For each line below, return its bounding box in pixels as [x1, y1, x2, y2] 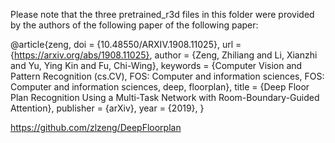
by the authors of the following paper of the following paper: [10, 19, 259, 31]
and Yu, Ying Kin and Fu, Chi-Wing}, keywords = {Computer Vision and [10, 60, 303, 71]
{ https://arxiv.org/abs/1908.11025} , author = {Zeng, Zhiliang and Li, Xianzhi [10, 49, 318, 61]
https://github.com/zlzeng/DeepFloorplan [10, 122, 182, 133]
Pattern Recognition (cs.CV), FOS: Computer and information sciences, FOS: [10, 70, 325, 82]
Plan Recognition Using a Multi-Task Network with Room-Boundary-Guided [10, 92, 320, 103]
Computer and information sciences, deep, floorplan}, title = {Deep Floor [10, 81, 310, 93]
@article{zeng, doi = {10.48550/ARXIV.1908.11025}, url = [10, 39, 242, 50]
